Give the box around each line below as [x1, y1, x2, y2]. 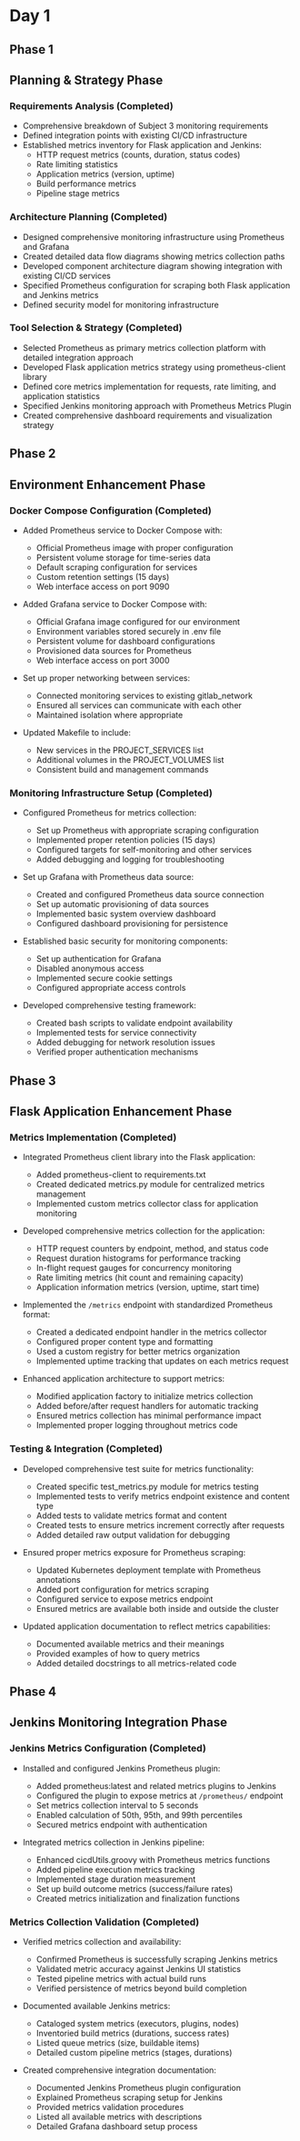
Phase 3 [9, 1073, 56, 1088]
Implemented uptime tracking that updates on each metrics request [35, 1356, 289, 1366]
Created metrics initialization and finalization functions [35, 1893, 241, 1904]
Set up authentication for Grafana [35, 954, 162, 965]
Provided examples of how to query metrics [35, 1647, 200, 1659]
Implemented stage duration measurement [35, 1874, 196, 1885]
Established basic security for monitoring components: [22, 935, 228, 946]
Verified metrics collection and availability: [22, 1936, 182, 1946]
